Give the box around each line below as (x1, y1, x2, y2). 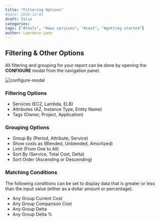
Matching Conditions (5, 169, 57, 176)
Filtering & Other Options (5, 49, 84, 57)
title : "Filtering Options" (5, 7, 64, 12)
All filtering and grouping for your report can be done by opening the (5, 62, 146, 68)
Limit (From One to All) (12, 146, 59, 152)
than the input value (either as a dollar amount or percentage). (5, 186, 133, 192)
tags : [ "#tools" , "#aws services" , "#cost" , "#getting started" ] (5, 26, 144, 31)
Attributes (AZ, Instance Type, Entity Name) (12, 106, 102, 112)
